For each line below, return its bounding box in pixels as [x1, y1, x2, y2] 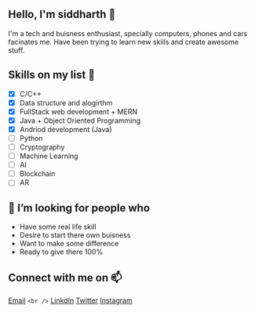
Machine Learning [19, 151, 78, 161]
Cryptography [19, 142, 65, 152]
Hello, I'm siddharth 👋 [8, 8, 116, 21]
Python [19, 133, 43, 142]
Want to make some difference [19, 239, 119, 249]
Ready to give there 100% [19, 247, 104, 256]
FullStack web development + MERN [19, 107, 138, 116]
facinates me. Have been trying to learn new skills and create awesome [8, 37, 239, 46]
